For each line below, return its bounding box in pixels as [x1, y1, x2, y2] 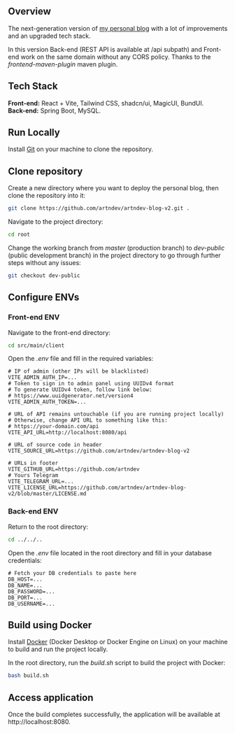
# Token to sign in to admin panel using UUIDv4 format [8, 380, 174, 387]
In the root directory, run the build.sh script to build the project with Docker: [8, 659, 226, 667]
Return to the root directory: [8, 522, 88, 531]
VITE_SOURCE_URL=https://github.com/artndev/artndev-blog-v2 [8, 448, 190, 455]
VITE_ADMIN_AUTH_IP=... [8, 374, 78, 381]
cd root [8, 231, 31, 239]
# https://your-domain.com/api [8, 423, 99, 430]
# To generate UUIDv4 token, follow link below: [8, 386, 152, 394]
